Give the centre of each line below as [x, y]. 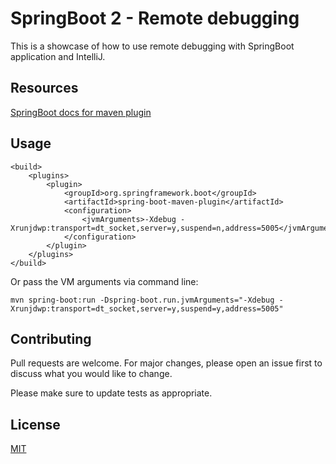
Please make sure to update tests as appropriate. [111, 393]
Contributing [51, 338]
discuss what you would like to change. [91, 374]
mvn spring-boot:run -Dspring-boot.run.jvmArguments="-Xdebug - [147, 300]
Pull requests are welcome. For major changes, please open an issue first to [166, 363]
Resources [44, 88]
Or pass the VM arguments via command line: [104, 281]
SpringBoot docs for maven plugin [81, 112]
